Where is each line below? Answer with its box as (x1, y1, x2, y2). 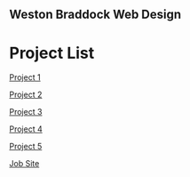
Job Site (9, 158, 40, 169)
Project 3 (9, 107, 43, 117)
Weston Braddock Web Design (9, 7, 182, 22)
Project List (9, 43, 95, 63)
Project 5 (9, 141, 43, 152)
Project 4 (9, 124, 43, 134)
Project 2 (9, 89, 43, 101)
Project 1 (9, 72, 42, 83)
